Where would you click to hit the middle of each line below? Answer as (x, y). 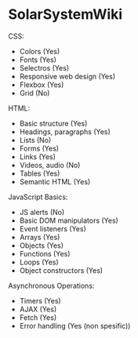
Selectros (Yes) (44, 67)
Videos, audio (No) (50, 165)
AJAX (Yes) (38, 309)
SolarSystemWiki (65, 15)
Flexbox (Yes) (42, 85)
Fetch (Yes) (38, 317)
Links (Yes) (38, 156)
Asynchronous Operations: (51, 285)
